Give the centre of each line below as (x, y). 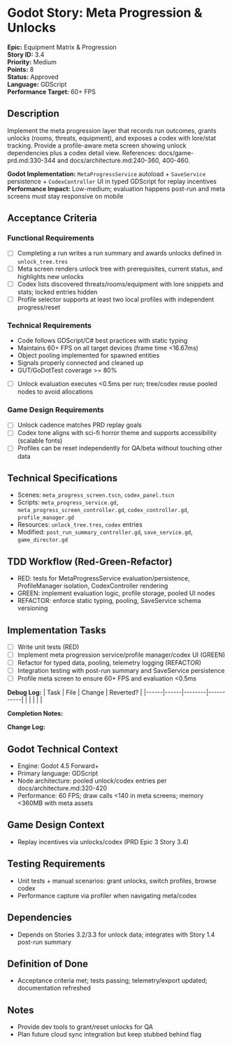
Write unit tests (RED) (48, 647)
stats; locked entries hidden (57, 292)
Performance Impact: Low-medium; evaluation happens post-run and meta (116, 189)
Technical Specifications (63, 478)
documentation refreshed (54, 988)
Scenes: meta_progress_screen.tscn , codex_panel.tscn (96, 495)
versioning (32, 608)
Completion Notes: (35, 713)
